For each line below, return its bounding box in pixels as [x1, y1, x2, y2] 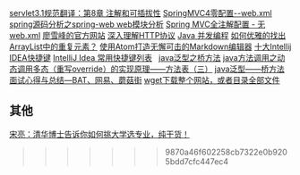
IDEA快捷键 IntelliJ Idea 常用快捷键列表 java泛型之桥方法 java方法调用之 [9, 53, 278, 62]
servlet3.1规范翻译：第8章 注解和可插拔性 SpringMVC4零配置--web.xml [9, 8, 272, 18]
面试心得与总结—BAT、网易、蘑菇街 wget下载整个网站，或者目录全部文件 [9, 75, 280, 85]
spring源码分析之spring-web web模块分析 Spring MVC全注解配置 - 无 [9, 19, 266, 29]
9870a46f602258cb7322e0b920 [165, 146, 288, 157]
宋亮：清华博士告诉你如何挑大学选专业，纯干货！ [9, 129, 190, 139]
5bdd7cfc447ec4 [165, 155, 229, 167]
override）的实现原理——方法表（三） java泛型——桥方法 [71, 63, 285, 74]
